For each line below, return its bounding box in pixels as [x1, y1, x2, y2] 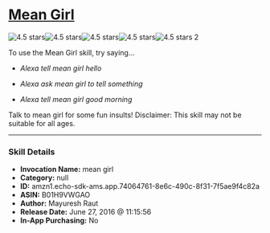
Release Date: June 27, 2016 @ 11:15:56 [19, 207, 152, 217]
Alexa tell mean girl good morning [19, 94, 133, 104]
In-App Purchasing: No [19, 215, 99, 226]
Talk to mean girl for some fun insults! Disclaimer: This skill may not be [8, 110, 243, 120]
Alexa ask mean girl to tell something [19, 79, 143, 88]
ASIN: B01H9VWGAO [19, 190, 91, 200]
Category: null [19, 173, 69, 182]
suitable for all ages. [8, 118, 76, 128]
